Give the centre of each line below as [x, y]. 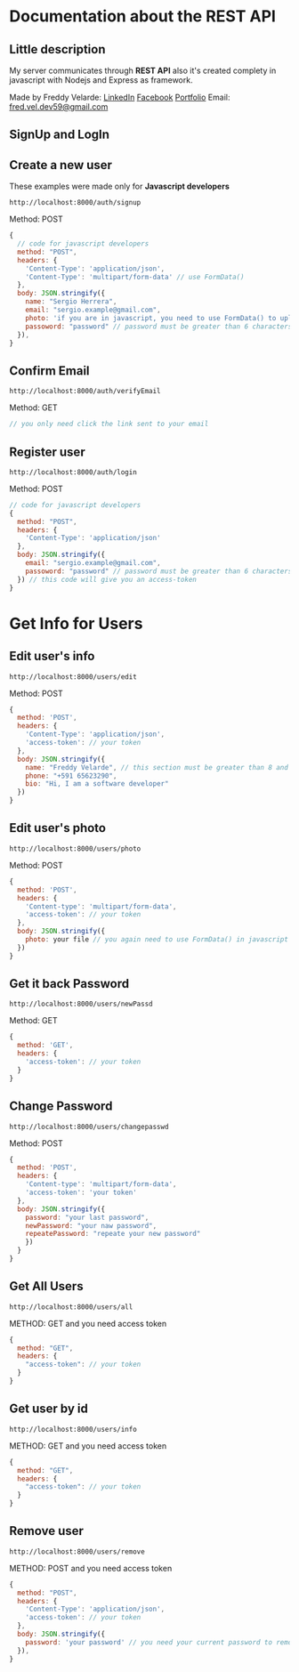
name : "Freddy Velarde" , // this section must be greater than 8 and [157, 767]
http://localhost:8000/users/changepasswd [89, 1127]
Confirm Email [50, 371]
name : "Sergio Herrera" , [71, 302]
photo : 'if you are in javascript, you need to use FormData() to [151, 318]
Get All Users [46, 1286]
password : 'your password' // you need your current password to [149, 1642]
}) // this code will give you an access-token [107, 579]
